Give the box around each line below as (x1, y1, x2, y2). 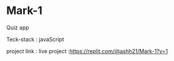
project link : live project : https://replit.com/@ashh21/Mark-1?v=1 (6, 47, 168, 55)
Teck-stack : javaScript (6, 35, 64, 43)
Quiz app (6, 24, 29, 31)
